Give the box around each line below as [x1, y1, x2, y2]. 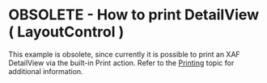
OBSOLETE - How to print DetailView [8, 6, 260, 24]
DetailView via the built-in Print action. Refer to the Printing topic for [8, 58, 235, 68]
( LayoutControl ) [8, 23, 125, 41]
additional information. [8, 66, 83, 76]
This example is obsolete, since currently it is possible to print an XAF [8, 49, 240, 59]
